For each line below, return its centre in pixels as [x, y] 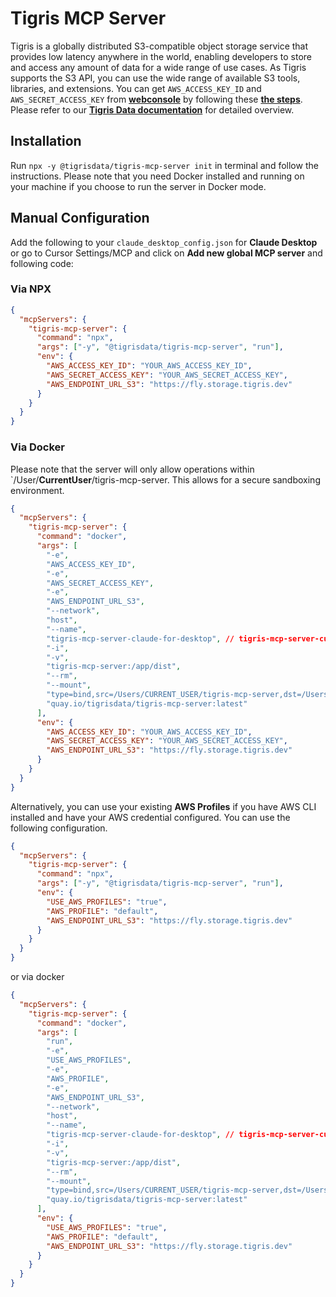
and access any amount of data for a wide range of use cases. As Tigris [158, 67]
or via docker [37, 977]
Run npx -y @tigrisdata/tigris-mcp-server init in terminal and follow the [164, 165]
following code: [42, 263]
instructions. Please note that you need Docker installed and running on [157, 176]
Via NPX [31, 289]
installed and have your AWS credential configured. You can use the [150, 817]
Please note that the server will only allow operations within [132, 469]
